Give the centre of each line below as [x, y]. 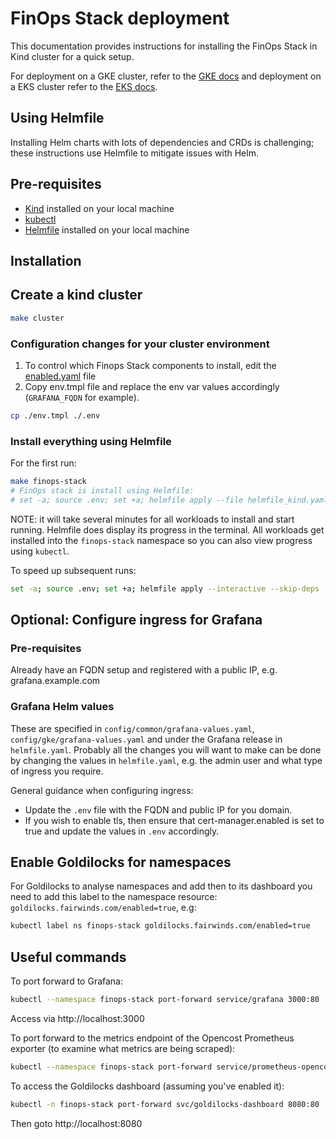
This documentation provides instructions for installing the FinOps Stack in [164, 46]
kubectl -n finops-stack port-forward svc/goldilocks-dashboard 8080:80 [165, 1104]
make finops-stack [48, 482]
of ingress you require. [57, 771]
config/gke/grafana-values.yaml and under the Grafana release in [146, 739]
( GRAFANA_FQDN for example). [82, 397]
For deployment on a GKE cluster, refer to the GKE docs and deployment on [166, 76]
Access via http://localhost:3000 [77, 1018]
